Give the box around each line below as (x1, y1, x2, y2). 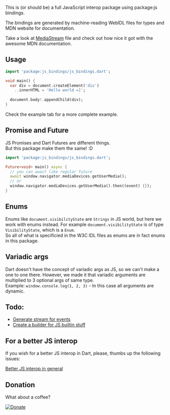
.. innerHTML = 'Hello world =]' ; (14, 88, 86, 93)
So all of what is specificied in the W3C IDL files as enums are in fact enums (5, 232, 165, 238)
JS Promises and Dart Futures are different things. (5, 139, 111, 146)
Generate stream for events (12, 316, 71, 322)
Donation (5, 380, 35, 389)
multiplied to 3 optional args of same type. (5, 277, 94, 283)
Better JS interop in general (5, 366, 63, 372)
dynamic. (5, 288, 25, 294)
